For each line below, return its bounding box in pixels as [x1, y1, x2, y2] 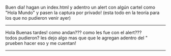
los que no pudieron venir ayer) [5, 15, 71, 21]
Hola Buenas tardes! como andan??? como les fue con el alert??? [5, 30, 142, 35]
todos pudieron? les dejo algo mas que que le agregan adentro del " [5, 35, 148, 41]
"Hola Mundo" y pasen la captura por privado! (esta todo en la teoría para [5, 10, 160, 16]
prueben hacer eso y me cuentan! [5, 40, 76, 46]
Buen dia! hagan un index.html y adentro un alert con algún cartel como [5, 5, 156, 10]
